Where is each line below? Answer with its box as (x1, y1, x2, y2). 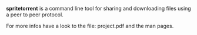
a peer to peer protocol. (6, 11, 64, 18)
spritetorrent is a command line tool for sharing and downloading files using (6, 5, 191, 12)
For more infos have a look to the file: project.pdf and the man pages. (6, 23, 174, 29)
